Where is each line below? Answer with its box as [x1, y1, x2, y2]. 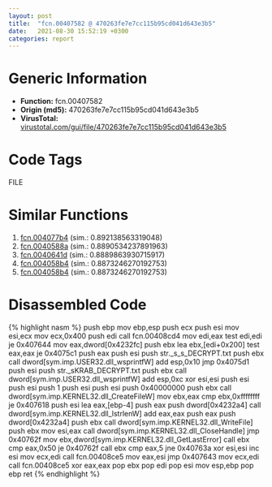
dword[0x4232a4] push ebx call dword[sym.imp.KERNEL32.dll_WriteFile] [8, 417, 253, 427]
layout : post [8, 11, 53, 20]
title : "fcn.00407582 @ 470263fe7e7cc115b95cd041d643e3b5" [8, 19, 217, 28]
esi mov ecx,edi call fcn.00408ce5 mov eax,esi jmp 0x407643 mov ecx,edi [8, 452, 260, 461]
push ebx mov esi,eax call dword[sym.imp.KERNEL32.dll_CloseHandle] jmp [8, 426, 260, 435]
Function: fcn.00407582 [19, 97, 103, 106]
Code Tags [8, 151, 83, 169]
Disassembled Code [8, 295, 147, 314]
